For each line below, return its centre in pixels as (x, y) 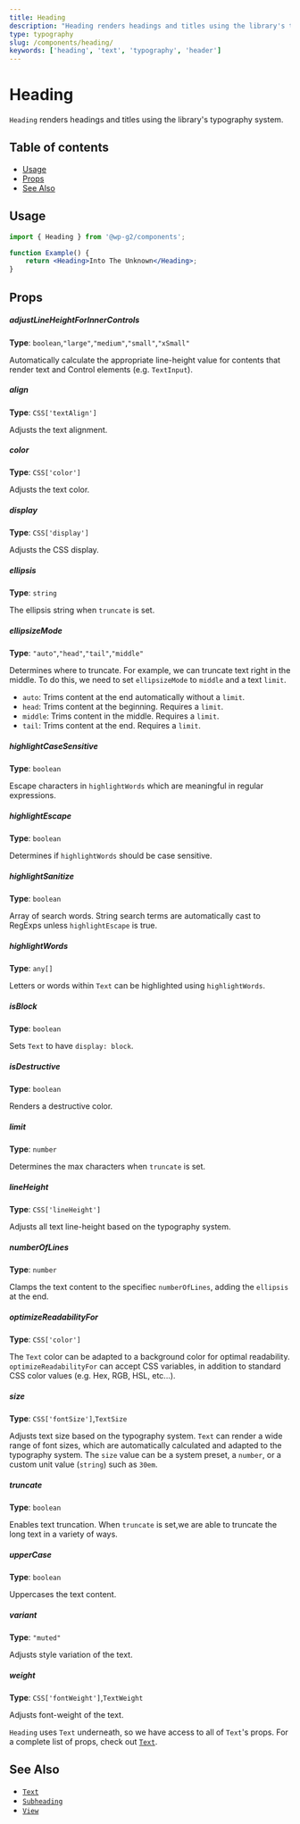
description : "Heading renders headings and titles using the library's (147, 26)
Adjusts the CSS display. (54, 550)
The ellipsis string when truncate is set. (82, 610)
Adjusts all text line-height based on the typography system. (120, 1227)
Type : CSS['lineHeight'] (55, 1210)
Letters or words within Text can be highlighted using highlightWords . (137, 986)
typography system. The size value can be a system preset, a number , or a (145, 1455)
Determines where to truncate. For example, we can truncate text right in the (150, 670)
